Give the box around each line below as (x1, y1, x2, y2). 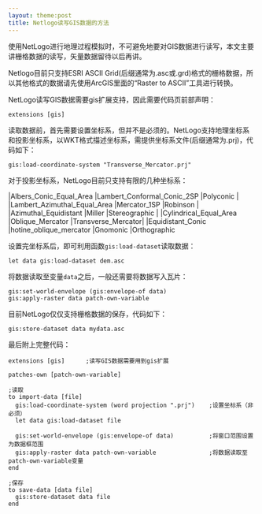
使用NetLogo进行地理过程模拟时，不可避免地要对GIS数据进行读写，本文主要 (8, 41, 254, 51)
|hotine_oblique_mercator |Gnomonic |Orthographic (8, 225, 175, 234)
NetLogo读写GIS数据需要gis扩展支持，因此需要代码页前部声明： (8, 95, 216, 104)
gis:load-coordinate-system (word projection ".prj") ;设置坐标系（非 (15, 401, 254, 409)
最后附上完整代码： (8, 340, 71, 349)
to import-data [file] (8, 393, 83, 400)
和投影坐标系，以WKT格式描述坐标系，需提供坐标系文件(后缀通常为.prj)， (8, 135, 246, 144)
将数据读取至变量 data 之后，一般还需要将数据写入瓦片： (8, 271, 188, 281)
